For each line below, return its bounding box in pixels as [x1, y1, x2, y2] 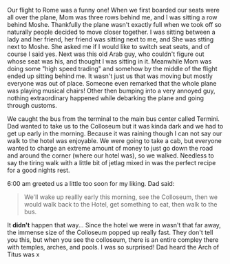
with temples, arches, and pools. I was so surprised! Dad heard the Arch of [7, 243, 220, 251]
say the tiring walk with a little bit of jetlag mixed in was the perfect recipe [7, 159, 216, 167]
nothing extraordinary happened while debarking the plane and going [7, 94, 205, 102]
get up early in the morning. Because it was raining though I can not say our [7, 129, 222, 138]
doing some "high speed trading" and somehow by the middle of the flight [7, 65, 218, 73]
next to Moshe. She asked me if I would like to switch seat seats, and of [7, 43, 210, 50]
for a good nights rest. [7, 166, 70, 174]
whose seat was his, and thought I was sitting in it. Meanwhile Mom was [7, 57, 212, 65]
